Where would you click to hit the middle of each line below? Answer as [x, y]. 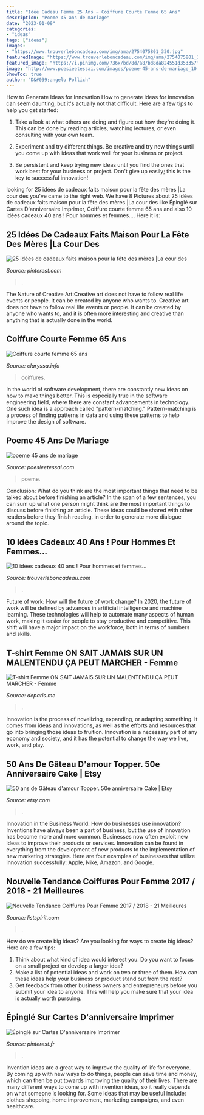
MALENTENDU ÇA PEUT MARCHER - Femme [92, 662]
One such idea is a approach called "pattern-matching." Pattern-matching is [101, 408]
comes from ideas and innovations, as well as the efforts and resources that [101, 725]
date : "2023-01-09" [31, 23]
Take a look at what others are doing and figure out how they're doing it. [105, 122]
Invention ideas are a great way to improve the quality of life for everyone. [99, 1067]
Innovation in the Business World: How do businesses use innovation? [93, 823]
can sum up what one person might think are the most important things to [98, 503]
